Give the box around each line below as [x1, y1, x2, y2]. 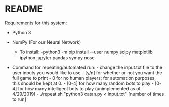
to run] [12, 96, 26, 102]
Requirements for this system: [5, 20, 67, 26]
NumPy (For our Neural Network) [12, 39, 81, 45]
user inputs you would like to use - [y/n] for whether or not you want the [12, 69, 162, 76]
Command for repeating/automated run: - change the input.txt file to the [12, 64, 163, 70]
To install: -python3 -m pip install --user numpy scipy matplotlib [19, 49, 153, 55]
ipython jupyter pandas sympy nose [19, 54, 95, 61]
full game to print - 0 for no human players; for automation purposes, [12, 75, 156, 81]
